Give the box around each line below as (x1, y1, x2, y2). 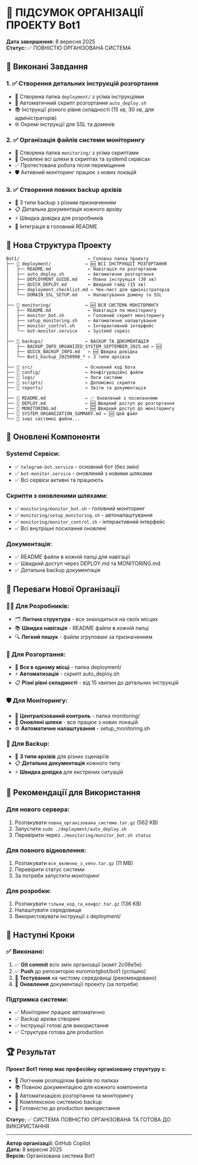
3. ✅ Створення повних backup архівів (6, 185, 122, 194)
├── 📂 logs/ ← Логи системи (6, 375, 123, 381)
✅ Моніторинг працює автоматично (14, 1009, 105, 1016)
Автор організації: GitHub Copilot (6, 1140, 91, 1147)
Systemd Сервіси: (6, 449, 60, 458)
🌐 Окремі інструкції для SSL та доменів (14, 120, 115, 128)
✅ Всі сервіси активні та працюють (14, 476, 104, 484)
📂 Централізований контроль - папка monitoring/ (14, 712, 140, 719)
